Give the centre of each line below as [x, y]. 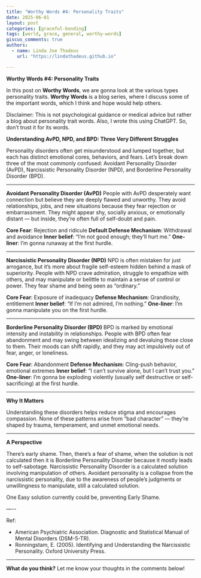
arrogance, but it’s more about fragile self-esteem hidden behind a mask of [99, 267]
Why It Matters [25, 400]
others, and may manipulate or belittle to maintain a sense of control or [93, 279]
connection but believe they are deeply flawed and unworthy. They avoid [96, 199]
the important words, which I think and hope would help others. [84, 103]
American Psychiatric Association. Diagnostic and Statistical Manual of [102, 532]
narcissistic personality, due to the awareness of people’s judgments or [94, 479]
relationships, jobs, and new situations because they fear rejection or [91, 206]
